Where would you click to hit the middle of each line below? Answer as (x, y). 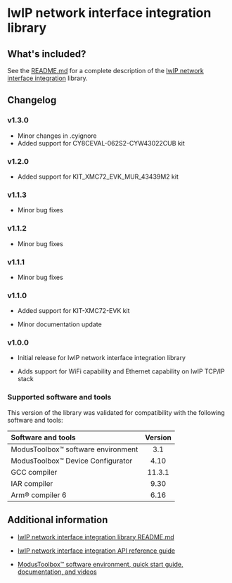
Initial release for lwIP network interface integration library (102, 358)
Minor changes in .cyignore (57, 136)
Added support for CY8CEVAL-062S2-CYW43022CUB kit (101, 143)
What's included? (47, 54)
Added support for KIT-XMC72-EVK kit (73, 311)
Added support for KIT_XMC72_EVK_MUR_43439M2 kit (98, 177)
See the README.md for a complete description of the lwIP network (105, 71)
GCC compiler (34, 472)
